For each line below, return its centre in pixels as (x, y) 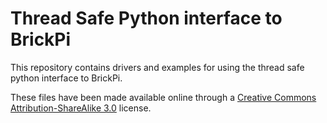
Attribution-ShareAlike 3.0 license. (81, 108)
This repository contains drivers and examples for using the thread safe (157, 67)
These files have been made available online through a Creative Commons (163, 97)
